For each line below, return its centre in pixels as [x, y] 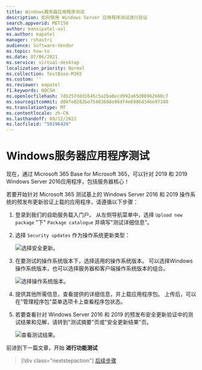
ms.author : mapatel [31, 34]
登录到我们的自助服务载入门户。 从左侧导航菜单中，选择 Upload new [99, 215]
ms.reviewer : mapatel [33, 85]
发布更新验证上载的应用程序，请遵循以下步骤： [80, 202]
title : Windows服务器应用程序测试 [46, 12]
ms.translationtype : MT [36, 107]
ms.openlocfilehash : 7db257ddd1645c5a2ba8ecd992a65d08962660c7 [87, 96]
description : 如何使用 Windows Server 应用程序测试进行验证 [77, 18]
